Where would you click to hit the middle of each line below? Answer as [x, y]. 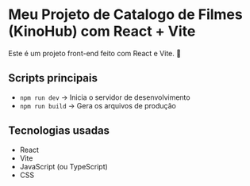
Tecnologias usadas [59, 131]
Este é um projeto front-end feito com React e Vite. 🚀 [94, 53]
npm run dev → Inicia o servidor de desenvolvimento [105, 97]
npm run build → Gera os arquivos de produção [98, 105]
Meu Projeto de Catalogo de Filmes [126, 15]
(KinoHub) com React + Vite [102, 31]
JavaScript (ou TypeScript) [64, 166]
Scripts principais [53, 78]
